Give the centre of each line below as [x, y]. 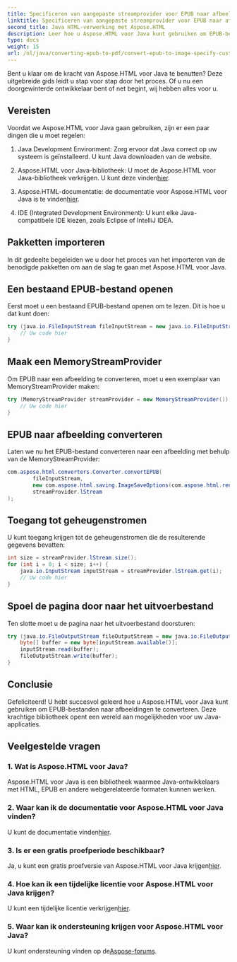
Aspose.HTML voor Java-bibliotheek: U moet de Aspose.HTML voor [117, 170]
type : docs [23, 40]
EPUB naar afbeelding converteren [85, 435]
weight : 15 [23, 47]
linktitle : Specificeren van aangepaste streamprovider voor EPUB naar [115, 21]
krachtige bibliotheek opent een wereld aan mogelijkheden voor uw [105, 717]
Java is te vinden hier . [48, 199]
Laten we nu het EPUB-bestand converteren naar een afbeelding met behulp [119, 452]
